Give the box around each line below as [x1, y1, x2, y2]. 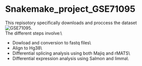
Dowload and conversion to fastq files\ [12, 39, 92, 45]
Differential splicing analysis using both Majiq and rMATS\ [12, 50, 130, 56]
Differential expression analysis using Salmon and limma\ [12, 55, 129, 61]
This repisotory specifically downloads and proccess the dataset [5, 20, 137, 26]
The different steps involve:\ [5, 30, 62, 36]
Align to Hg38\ [12, 45, 43, 51]
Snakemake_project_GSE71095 [5, 3, 136, 15]
